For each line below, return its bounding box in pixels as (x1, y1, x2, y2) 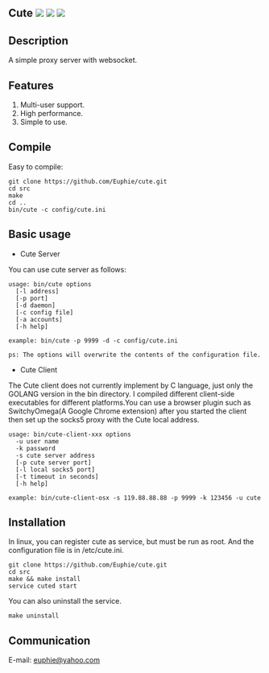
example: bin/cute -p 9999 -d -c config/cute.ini (8, 336, 179, 345)
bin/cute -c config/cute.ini (8, 206, 106, 214)
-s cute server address (15, 451, 95, 459)
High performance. (19, 109, 83, 118)
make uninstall (8, 612, 60, 620)
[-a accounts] (15, 315, 63, 323)
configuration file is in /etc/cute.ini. (8, 546, 124, 555)
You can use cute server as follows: (8, 264, 126, 274)
